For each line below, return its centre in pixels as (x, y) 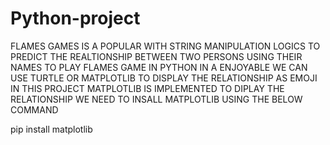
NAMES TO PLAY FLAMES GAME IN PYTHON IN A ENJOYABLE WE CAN (159, 67)
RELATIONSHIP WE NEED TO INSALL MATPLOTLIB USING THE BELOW (156, 99)
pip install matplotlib (51, 129)
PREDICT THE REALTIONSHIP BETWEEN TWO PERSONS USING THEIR (156, 56)
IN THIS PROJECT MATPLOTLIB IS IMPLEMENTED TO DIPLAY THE (147, 88)
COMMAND (34, 109)
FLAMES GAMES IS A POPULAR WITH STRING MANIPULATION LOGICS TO (165, 46)
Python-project (75, 18)
